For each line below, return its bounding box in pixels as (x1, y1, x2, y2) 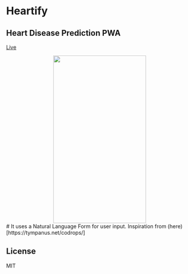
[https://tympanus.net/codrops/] (6, 229, 85, 236)
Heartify (6, 4, 48, 18)
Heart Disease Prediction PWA (6, 28, 121, 38)
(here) (167, 223, 183, 230)
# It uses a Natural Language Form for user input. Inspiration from (6, 223, 167, 230)
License (6, 246, 36, 257)
